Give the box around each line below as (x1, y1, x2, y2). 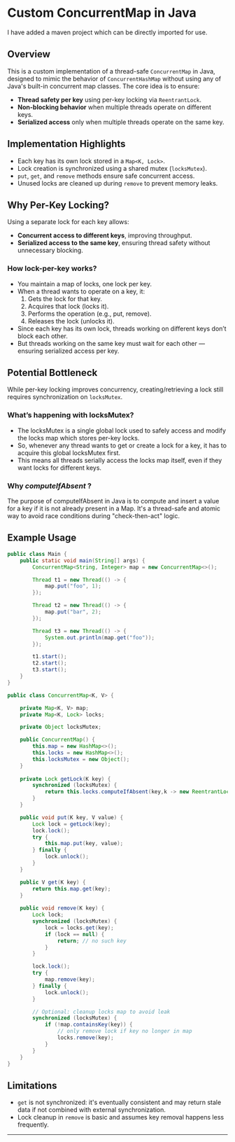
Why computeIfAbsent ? (7, 481, 92, 491)
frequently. (17, 1120, 49, 1129)
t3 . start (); (32, 667, 68, 674)
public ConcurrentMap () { (20, 737, 96, 744)
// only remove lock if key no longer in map (57, 1028, 192, 1035)
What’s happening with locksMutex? (7, 410, 134, 420)
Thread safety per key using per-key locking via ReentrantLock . (17, 95, 201, 104)
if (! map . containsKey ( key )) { (44, 1021, 133, 1029)
